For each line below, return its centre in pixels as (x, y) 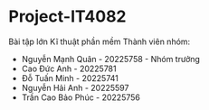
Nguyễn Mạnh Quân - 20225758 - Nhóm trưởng (111, 59)
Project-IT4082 (67, 17)
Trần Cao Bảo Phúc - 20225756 (81, 97)
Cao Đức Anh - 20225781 (69, 69)
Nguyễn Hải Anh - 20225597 (75, 87)
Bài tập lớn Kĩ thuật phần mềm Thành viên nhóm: (100, 41)
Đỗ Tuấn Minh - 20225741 (70, 78)
